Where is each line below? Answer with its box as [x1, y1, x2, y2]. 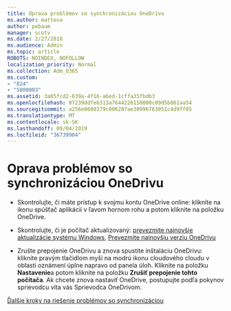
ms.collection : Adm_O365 [7, 67, 78, 74]
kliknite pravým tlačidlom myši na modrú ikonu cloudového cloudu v [16, 254, 210, 262]
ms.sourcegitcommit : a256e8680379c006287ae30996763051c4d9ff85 [7, 106, 192, 113]
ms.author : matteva [7, 16, 63, 23]
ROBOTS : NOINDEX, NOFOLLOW [7, 55, 85, 62]
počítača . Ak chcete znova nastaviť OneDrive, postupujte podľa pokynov [16, 276, 224, 284]
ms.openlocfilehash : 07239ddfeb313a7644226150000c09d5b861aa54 [7, 100, 192, 106]
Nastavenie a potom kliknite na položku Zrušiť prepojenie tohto [16, 268, 198, 277]
